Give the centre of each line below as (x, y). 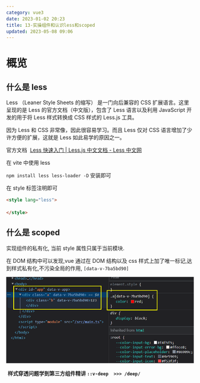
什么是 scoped (33, 233)
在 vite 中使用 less (28, 163)
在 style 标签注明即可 (32, 188)
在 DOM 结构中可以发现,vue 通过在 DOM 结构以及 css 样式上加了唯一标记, (97, 260)
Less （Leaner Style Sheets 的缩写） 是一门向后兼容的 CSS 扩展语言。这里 (98, 103)
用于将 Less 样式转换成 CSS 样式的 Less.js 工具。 (77, 117)
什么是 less (27, 87)
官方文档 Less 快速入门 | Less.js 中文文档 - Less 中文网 (74, 150)
